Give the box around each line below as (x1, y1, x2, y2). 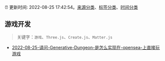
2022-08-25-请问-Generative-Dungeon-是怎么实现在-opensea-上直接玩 (11, 44, 160, 50)
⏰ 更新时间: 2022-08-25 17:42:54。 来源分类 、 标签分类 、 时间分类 (4, 4, 138, 10)
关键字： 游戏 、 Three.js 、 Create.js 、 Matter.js (16, 34, 112, 40)
